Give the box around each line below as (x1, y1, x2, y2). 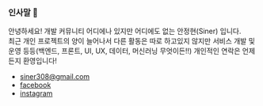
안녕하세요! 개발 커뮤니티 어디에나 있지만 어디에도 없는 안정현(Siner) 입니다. (8, 26, 242, 36)
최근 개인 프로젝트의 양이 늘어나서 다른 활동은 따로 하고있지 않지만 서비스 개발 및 (8, 36, 256, 46)
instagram (19, 89, 53, 98)
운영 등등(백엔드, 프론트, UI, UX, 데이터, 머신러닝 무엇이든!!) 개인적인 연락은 (8, 46, 241, 56)
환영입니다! (22, 56, 58, 66)
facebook (19, 81, 51, 90)
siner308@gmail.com (19, 72, 90, 81)
